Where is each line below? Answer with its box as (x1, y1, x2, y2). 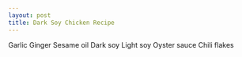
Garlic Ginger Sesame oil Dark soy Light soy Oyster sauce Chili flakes (8, 40, 235, 49)
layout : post (8, 11, 51, 20)
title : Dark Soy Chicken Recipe (8, 19, 115, 27)
